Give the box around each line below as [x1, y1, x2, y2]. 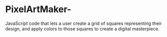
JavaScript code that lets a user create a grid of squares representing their [5, 20, 162, 26]
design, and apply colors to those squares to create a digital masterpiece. [5, 25, 160, 31]
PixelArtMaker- [5, 4, 71, 15]
